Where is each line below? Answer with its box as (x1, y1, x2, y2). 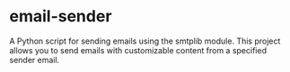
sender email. (9, 54, 60, 65)
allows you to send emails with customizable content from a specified (9, 44, 268, 55)
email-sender (9, 6, 112, 27)
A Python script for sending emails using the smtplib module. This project (9, 36, 281, 46)
